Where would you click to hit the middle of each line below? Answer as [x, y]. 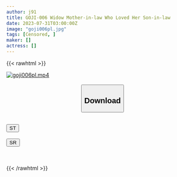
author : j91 [21, 12]
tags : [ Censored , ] [31, 35]
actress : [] [21, 46]
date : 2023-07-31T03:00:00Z [42, 23]
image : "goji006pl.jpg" [37, 29]
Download [103, 100]
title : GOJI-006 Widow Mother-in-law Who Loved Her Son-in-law [88, 18]
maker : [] [19, 40]
